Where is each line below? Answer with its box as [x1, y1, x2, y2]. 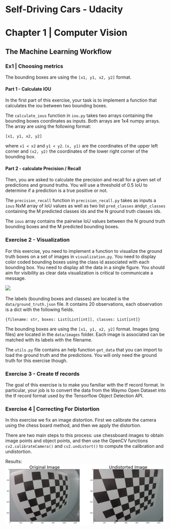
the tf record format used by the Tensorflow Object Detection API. [5, 393, 144, 399]
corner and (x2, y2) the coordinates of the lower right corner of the [5, 148, 149, 154]
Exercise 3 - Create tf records [5, 370, 80, 377]
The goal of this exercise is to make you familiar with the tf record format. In [5, 382, 165, 388]
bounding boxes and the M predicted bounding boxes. [5, 224, 119, 230]
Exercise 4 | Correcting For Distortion [5, 405, 100, 412]
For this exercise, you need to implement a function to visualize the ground [5, 248, 162, 254]
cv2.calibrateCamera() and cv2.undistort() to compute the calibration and [5, 443, 164, 449]
